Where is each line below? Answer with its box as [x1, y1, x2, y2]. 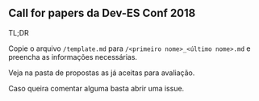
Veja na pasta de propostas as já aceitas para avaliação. [8, 68, 195, 78]
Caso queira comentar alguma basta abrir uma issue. [8, 83, 185, 93]
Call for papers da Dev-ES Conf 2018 [8, 6, 196, 20]
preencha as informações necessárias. [8, 52, 138, 61]
